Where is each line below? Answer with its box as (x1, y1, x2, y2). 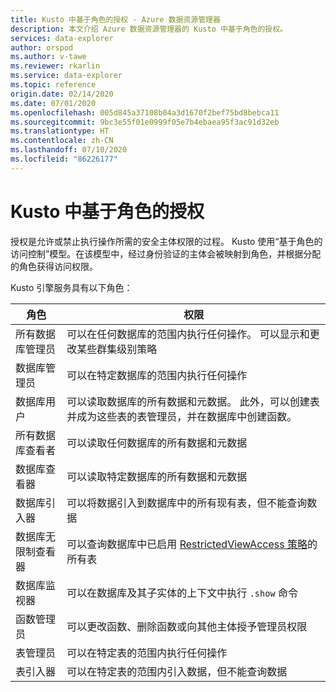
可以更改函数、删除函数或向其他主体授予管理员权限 (66, 619, 308, 633)
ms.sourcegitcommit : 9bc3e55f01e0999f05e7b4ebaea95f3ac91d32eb (10, 117, 280, 127)
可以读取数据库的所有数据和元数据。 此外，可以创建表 (66, 394, 320, 408)
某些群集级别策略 (76, 342, 158, 356)
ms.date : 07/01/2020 (10, 98, 97, 108)
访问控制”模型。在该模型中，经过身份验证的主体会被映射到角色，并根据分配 (10, 247, 322, 260)
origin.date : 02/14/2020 (10, 89, 114, 99)
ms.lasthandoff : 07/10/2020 (10, 145, 128, 155)
